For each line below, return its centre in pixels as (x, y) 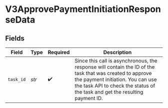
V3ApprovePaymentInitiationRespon (83, 9)
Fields (15, 38)
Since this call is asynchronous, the (116, 61)
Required (59, 52)
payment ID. (89, 98)
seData (20, 20)
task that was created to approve (113, 73)
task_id (17, 79)
